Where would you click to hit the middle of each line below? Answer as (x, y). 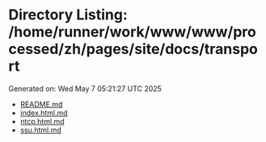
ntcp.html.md (42, 121)
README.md (41, 104)
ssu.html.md (41, 130)
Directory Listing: (68, 15)
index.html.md (44, 113)
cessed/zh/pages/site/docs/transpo (133, 49)
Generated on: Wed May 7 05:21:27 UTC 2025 (85, 88)
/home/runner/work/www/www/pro (132, 32)
